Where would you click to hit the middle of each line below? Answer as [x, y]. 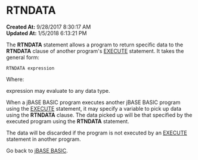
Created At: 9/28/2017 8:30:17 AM [49, 27]
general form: [23, 57]
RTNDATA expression [30, 68]
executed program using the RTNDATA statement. [68, 121]
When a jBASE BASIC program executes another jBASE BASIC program [93, 102]
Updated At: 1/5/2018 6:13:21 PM [47, 33]
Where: [15, 79]
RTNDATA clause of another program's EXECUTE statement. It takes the [95, 51]
